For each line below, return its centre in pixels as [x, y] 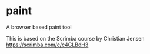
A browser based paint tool [39, 27]
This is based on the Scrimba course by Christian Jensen [76, 38]
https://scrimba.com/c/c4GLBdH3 [47, 45]
